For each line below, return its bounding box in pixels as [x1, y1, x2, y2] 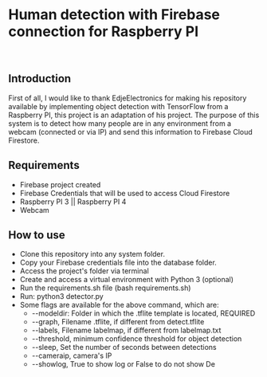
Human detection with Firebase [8, 6, 221, 24]
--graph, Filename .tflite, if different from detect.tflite [31, 317, 205, 327]
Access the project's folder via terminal [19, 266, 149, 276]
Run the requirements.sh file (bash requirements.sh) [19, 283, 191, 293]
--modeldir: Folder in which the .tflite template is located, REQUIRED [31, 308, 256, 318]
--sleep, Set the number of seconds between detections [31, 343, 217, 352]
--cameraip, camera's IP [31, 351, 112, 360]
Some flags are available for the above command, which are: [19, 300, 219, 310]
